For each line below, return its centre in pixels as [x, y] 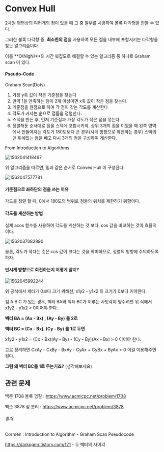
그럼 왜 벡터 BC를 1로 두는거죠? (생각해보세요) [49, 366]
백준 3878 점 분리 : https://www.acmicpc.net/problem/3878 [65, 406]
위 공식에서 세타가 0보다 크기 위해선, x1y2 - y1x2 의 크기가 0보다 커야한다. [76, 291]
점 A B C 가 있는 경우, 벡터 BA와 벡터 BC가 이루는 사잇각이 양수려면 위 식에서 [79, 301]
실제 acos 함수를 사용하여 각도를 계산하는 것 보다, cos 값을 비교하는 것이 [74, 225]
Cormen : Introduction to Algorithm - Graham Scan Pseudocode [69, 434]
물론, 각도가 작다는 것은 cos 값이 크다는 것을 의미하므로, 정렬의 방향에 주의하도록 [82, 251]
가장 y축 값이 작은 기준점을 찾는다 [44, 95]
